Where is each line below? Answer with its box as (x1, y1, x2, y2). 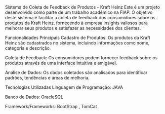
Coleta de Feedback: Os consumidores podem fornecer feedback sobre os (5, 55, 158, 61)
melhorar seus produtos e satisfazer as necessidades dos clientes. (5, 25, 141, 31)
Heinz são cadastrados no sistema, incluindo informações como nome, (5, 40, 150, 46)
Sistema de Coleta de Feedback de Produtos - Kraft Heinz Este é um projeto (5, 4, 160, 10)
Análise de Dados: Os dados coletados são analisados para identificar (5, 70, 148, 76)
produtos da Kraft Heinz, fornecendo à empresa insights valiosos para (5, 20, 148, 26)
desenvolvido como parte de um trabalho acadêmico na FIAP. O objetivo (5, 9, 153, 15)
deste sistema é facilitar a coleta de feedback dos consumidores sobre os (5, 15, 156, 20)
